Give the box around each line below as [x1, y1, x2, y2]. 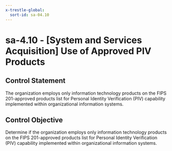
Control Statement [5, 76, 66, 85]
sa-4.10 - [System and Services [5, 34, 142, 46]
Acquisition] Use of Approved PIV [5, 45, 151, 57]
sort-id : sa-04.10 [10, 12, 50, 17]
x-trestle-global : [5, 7, 45, 13]
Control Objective [5, 116, 63, 124]
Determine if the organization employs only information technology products [5, 129, 167, 136]
